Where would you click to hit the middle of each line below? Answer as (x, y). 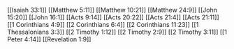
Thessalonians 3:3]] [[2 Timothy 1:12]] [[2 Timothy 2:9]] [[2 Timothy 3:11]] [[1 (117, 32)
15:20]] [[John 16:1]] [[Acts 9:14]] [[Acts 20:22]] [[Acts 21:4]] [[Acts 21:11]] (114, 17)
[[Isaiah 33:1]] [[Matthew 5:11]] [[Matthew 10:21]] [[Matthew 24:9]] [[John (112, 10)
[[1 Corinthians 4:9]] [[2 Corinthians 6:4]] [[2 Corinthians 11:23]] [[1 (103, 24)
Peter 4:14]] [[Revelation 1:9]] (49, 39)
